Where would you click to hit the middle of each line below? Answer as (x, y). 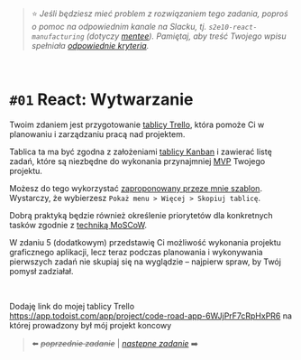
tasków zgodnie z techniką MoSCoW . (78, 225)
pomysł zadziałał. (41, 271)
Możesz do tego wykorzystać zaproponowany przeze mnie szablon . (136, 188)
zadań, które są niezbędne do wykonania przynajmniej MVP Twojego (137, 161)
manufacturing (58, 37)
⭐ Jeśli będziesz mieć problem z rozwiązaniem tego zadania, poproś (160, 14)
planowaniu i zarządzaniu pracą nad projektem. (97, 134)
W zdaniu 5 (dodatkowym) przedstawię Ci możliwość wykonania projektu (146, 242)
